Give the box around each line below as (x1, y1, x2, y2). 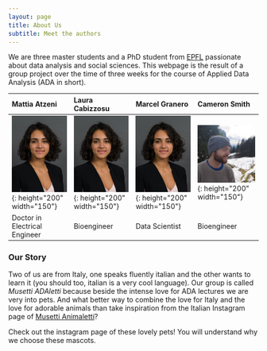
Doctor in (11, 213, 42, 222)
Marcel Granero (135, 99, 189, 109)
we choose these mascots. (8, 336, 97, 345)
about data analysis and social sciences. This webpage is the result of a (8, 60, 244, 71)
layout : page (8, 13, 52, 21)
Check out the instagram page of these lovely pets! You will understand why (8, 327, 258, 337)
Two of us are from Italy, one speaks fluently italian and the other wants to (8, 270, 251, 280)
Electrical (11, 221, 42, 230)
